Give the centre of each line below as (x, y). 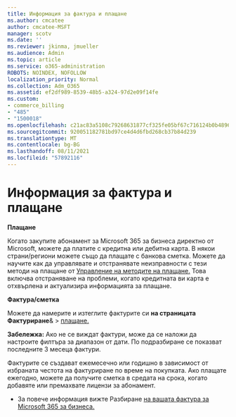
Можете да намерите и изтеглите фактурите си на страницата (102, 313)
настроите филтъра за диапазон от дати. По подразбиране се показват (115, 342)
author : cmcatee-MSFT (39, 27)
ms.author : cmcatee (36, 20)
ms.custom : (23, 99)
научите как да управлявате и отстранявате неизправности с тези (107, 263)
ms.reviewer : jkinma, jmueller (53, 46)
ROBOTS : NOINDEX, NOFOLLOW (47, 73)
